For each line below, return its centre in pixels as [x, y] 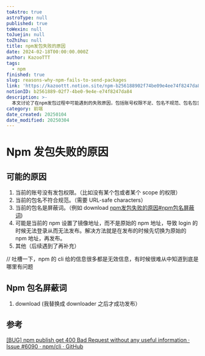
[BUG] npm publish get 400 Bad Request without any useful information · [98, 339]
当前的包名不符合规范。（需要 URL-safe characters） [81, 200]
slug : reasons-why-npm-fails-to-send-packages [67, 80]
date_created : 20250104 [37, 114]
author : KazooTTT [28, 57]
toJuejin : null [26, 35]
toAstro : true [24, 12]
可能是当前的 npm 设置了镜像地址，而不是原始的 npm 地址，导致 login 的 [106, 223]
